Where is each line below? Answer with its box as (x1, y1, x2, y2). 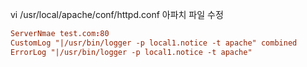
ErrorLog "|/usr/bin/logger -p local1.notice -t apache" (10, 47, 253, 57)
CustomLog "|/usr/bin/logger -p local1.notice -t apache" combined (10, 38, 298, 48)
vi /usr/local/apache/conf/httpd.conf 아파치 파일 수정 (10, 9, 224, 20)
